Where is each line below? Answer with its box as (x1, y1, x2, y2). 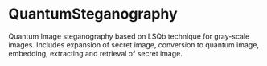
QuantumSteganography (8, 5, 179, 23)
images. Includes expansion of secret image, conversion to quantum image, (8, 39, 260, 49)
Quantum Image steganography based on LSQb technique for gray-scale (8, 31, 250, 41)
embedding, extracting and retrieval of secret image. (8, 48, 183, 58)
